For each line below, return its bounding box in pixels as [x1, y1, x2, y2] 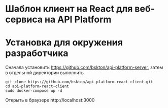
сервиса [5, 14, 43, 25]
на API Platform [45, 14, 112, 25]
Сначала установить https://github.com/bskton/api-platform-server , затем [5, 64, 163, 71]
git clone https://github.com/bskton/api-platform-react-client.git [5, 79, 153, 85]
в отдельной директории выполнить [5, 70, 84, 76]
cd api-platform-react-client [5, 84, 70, 89]
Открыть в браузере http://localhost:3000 [5, 97, 95, 103]
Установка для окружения [5, 37, 123, 48]
